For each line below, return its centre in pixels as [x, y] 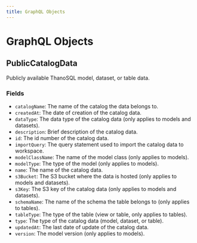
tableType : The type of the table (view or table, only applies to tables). [101, 214]
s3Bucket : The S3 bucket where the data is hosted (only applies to [96, 176]
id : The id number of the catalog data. [62, 138]
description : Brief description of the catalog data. [76, 132]
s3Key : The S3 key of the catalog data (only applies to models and [96, 189]
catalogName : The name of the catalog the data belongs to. [87, 106]
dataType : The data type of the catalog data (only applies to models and [103, 119]
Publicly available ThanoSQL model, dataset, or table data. [78, 78]
